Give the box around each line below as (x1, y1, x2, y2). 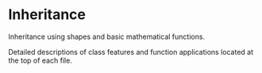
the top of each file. (8, 56, 73, 65)
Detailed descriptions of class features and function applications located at (8, 47, 254, 56)
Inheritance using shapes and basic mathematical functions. (8, 32, 205, 41)
